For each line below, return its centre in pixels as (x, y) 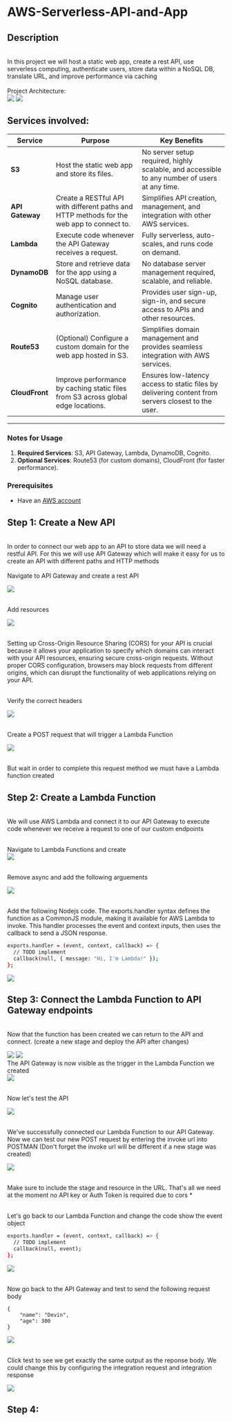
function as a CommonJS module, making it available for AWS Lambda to (111, 918)
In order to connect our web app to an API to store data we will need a (107, 547)
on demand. (161, 252)
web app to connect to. (93, 224)
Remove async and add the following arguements (78, 877)
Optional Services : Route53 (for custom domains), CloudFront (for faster (121, 460)
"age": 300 (35, 1321)
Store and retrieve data (93, 264)
